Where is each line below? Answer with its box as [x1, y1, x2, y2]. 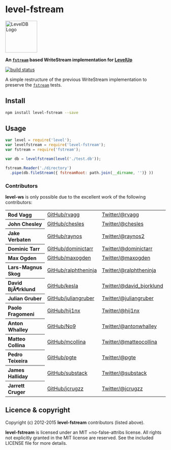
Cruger [8, 388, 25, 396]
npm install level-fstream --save [5, 110, 79, 115]
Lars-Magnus [8, 264, 42, 271]
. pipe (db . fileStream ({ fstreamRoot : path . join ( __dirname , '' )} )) [10, 170, 154, 175]
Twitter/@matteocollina [101, 338, 158, 345]
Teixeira [8, 357, 28, 364]
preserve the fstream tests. [5, 81, 62, 88]
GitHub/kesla [47, 282, 78, 289]
